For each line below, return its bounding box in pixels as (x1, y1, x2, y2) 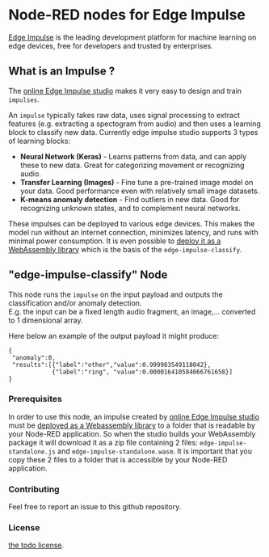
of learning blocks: (8, 136, 71, 146)
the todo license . (8, 540, 65, 551)
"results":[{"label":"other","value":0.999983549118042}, (11, 361, 212, 369)
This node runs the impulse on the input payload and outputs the (8, 289, 224, 299)
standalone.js (8, 447, 57, 456)
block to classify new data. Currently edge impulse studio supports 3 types (8, 127, 258, 137)
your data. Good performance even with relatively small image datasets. (19, 186, 260, 196)
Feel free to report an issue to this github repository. (8, 502, 182, 512)
